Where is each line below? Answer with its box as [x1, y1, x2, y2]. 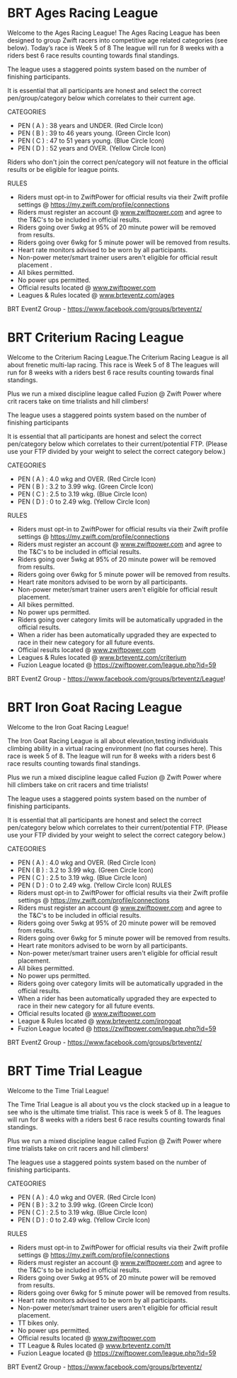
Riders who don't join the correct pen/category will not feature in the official [7, 158, 229, 166]
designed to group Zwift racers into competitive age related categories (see [7, 36, 228, 44]
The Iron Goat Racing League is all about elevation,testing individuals [7, 737, 209, 745]
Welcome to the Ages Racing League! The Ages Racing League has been [7, 28, 221, 37]
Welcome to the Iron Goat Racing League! [7, 722, 129, 731]
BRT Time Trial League [7, 1063, 143, 1079]
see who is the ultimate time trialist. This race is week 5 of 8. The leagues [7, 1107, 221, 1116]
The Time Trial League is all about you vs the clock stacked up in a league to [7, 1100, 231, 1109]
